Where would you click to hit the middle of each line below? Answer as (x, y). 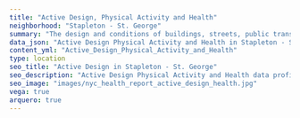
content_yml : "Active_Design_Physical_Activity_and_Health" (124, 51)
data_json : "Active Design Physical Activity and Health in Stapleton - (147, 42)
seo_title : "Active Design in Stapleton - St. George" (113, 67)
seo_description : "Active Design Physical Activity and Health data (139, 75)
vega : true (29, 91)
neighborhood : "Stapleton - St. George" (86, 26)
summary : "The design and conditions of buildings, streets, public (139, 34)
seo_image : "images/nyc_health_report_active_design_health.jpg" (133, 83)
